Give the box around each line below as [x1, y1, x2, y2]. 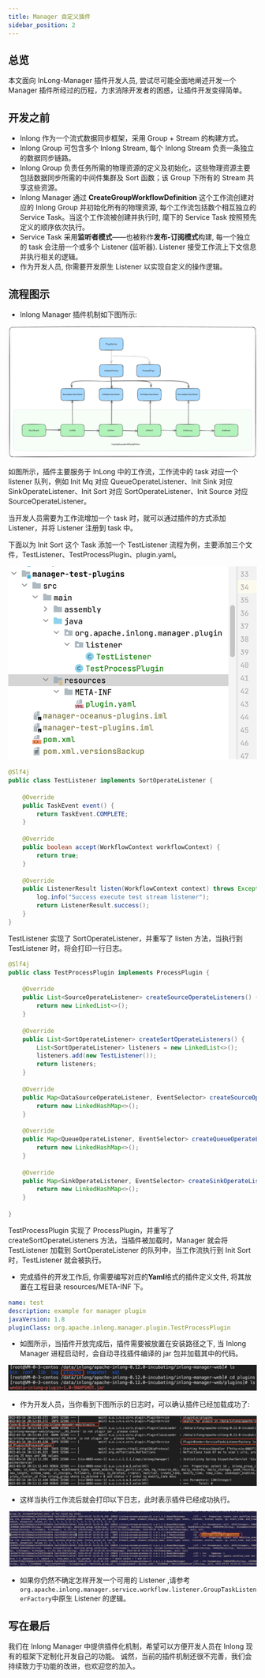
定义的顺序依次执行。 [19, 222, 89, 232]
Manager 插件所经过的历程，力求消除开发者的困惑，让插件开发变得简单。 [8, 85, 247, 95]
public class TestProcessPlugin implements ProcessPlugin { [8, 968, 211, 976]
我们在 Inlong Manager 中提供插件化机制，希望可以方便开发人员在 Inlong [8, 1641, 244, 1651]
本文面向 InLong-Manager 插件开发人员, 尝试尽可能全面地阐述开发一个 [8, 76, 237, 85]
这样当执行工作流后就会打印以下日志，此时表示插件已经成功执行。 [19, 1495, 234, 1504]
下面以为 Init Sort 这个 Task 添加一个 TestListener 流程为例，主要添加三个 [8, 540, 246, 549]
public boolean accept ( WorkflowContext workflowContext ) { [22, 843, 221, 851]
